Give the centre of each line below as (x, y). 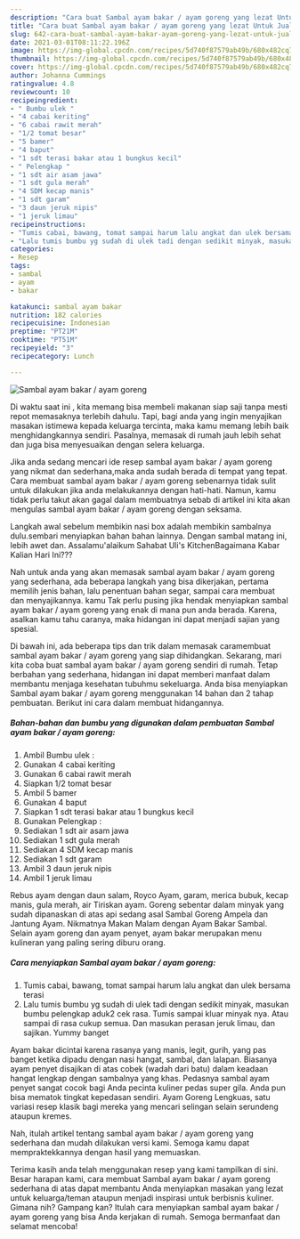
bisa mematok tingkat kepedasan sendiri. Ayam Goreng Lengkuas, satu (140, 1097)
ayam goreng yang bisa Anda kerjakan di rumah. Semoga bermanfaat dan (145, 1217)
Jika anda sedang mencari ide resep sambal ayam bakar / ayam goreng (141, 462)
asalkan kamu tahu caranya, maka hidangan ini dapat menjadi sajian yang (145, 619)
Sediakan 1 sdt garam (62, 859)
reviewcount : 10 (40, 92)
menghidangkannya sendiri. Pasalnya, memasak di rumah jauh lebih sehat (146, 435)
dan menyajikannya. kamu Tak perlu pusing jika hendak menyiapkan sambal (149, 600)
